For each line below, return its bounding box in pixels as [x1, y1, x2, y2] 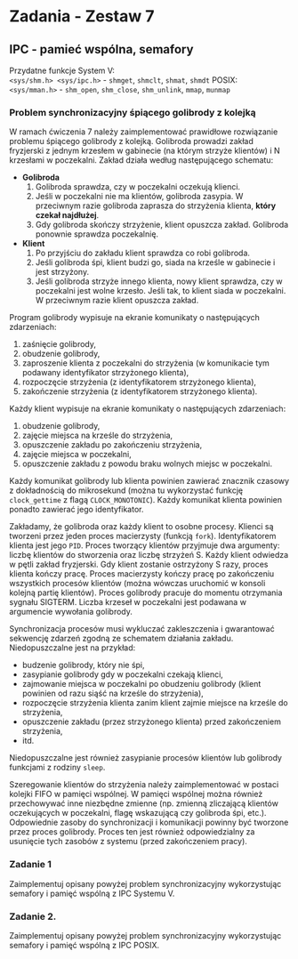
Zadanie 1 [9, 858, 52, 871]
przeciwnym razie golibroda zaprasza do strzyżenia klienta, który [35, 200, 277, 211]
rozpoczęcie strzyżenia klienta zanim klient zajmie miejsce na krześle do [21, 697, 288, 708]
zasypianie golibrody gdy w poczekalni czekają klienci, [21, 669, 224, 680]
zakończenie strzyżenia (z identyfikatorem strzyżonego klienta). [21, 386, 258, 397]
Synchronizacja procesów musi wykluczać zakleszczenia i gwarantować [9, 624, 275, 634]
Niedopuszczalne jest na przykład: [9, 642, 136, 653]
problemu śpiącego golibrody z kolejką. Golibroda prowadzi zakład [9, 136, 254, 147]
